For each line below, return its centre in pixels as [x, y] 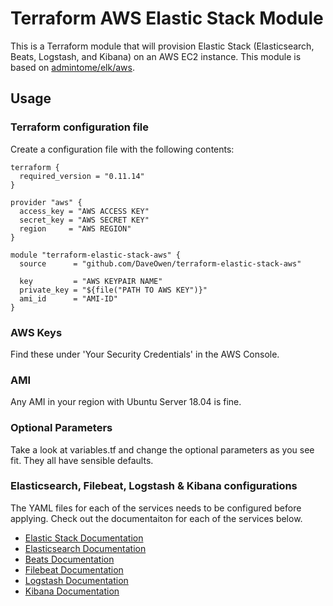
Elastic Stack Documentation [84, 538]
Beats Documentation [69, 559]
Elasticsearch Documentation [85, 548]
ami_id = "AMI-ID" [68, 298]
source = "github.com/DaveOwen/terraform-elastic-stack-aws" [160, 263]
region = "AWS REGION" [75, 228]
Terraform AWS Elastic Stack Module [167, 18]
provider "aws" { [46, 202]
